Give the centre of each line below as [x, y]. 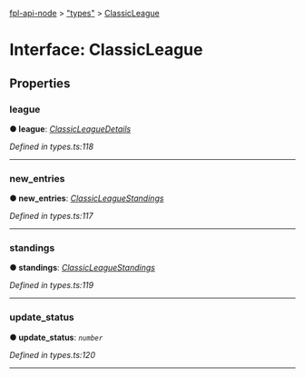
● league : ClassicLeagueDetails [70, 129]
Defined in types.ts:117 [51, 216]
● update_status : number [56, 337]
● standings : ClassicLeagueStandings [83, 268]
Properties [40, 83]
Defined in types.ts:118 [51, 146]
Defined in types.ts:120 [52, 354]
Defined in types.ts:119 [51, 285]
